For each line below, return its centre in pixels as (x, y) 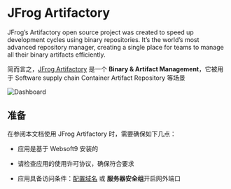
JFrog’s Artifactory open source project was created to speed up (100, 32)
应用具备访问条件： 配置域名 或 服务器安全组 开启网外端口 (99, 178)
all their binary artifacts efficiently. (57, 55)
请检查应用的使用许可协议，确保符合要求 (76, 163)
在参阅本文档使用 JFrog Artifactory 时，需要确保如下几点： (92, 134)
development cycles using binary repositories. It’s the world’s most (103, 39)
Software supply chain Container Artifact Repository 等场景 (100, 78)
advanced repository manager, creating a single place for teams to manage (115, 47)
